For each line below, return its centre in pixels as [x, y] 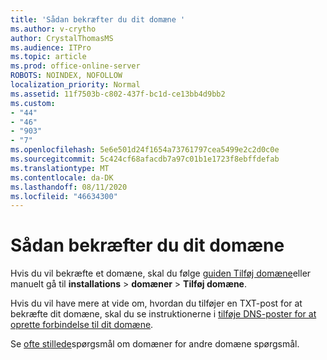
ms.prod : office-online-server [75, 66]
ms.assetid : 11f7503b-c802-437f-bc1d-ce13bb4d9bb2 [118, 94]
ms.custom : [33, 103]
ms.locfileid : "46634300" [64, 196]
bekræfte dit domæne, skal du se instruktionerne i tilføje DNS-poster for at [163, 314]
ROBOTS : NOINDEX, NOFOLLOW [66, 76]
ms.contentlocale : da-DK [62, 177]
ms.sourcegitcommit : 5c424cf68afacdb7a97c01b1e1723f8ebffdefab [145, 159]
